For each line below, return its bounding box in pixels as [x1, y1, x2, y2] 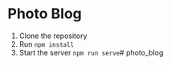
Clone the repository [18, 31, 88, 40]
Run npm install [18, 39, 75, 48]
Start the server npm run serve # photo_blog [18, 48, 164, 57]
